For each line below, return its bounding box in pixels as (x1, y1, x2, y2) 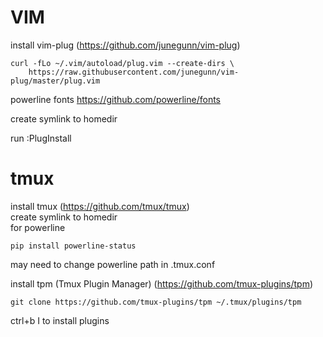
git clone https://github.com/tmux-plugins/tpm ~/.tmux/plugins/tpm (10, 297, 302, 307)
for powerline (10, 221, 66, 233)
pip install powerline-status (10, 241, 137, 251)
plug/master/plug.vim (10, 76, 101, 86)
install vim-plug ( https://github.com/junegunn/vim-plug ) (10, 39, 241, 51)
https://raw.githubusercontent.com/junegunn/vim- (28, 67, 240, 77)
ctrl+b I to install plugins (10, 314, 110, 326)
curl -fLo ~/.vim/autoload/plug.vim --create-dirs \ (10, 58, 235, 68)
